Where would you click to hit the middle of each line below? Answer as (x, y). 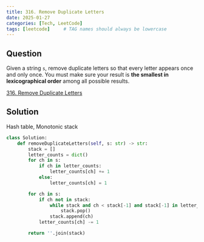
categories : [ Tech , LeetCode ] (45, 23)
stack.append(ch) (72, 216)
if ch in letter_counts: (70, 166)
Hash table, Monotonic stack (42, 126)
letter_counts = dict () (58, 155)
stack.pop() (76, 211)
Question (24, 53)
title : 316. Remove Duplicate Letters (55, 12)
